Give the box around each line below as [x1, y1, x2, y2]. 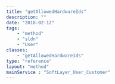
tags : [6, 25, 20, 31]
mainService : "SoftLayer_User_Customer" [6, 69, 111, 75]
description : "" [6, 14, 46, 20]
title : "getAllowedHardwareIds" [6, 8, 86, 15]
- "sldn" [17, 36, 39, 42]
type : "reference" [6, 58, 52, 64]
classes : [6, 47, 28, 53]
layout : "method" [6, 63, 49, 70]
